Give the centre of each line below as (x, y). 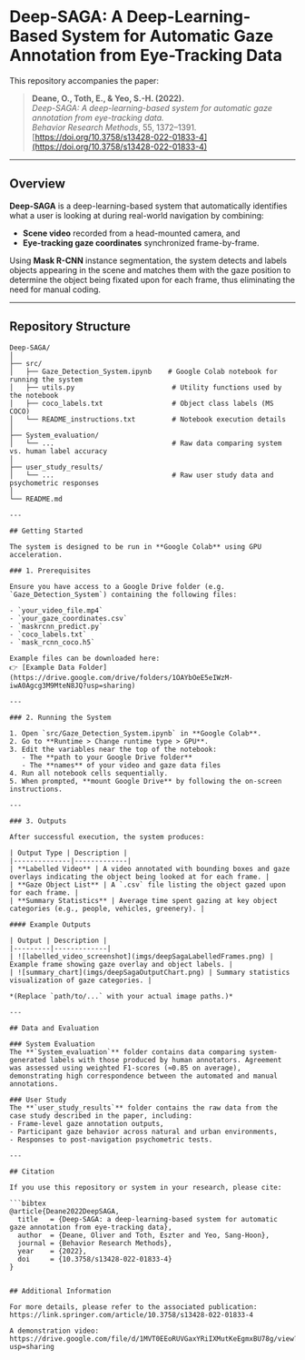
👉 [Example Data (42, 667)
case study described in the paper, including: (101, 1116)
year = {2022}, (53, 1251)
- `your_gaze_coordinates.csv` (69, 618)
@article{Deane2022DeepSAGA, (64, 1211)
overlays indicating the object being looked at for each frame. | (140, 877)
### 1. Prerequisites (50, 571)
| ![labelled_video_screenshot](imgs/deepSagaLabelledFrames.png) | (142, 956)
